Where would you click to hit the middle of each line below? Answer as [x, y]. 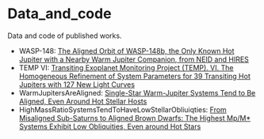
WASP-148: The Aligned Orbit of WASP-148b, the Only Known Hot [126, 51]
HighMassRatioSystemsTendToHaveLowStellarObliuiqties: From [122, 109]
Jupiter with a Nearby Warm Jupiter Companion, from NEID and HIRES [134, 59]
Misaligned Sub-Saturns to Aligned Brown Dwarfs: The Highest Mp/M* [135, 118]
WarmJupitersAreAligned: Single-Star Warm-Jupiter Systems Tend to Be [137, 92]
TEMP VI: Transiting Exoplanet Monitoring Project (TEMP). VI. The [126, 67]
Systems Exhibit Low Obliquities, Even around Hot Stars [110, 126]
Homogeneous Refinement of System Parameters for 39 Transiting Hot [134, 76]
